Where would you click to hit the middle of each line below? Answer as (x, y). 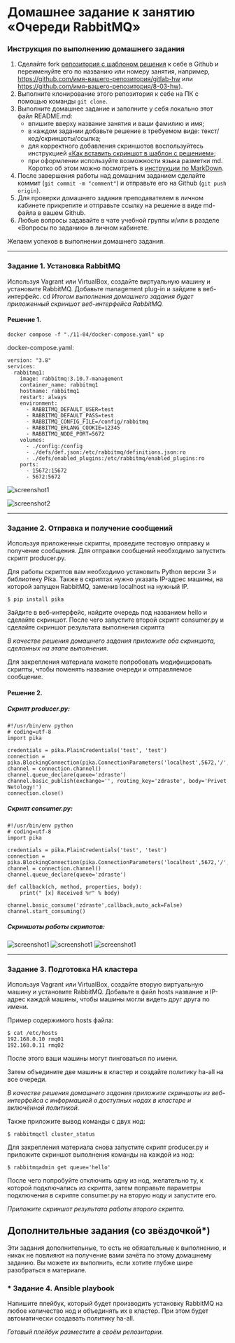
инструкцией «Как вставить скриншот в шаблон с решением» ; (122, 153)
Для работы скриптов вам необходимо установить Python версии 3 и (112, 572)
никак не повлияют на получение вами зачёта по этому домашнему (109, 1255)
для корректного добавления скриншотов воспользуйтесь (116, 146)
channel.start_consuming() (47, 911)
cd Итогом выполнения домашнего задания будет (118, 296)
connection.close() (36, 793)
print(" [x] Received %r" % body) (70, 893)
